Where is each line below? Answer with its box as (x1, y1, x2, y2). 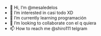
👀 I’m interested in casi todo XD (9, 10, 74, 16)
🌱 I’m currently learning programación (9, 15, 87, 20)
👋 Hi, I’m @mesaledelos (9, 5, 58, 10)
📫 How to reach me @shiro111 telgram (9, 26, 87, 31)
